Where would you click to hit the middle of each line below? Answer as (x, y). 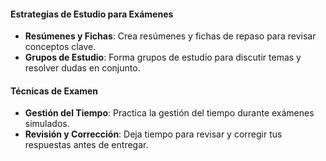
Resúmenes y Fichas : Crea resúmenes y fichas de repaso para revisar (170, 36)
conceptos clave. (60, 47)
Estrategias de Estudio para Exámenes (92, 14)
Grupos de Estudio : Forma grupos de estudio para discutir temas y (163, 57)
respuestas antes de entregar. (86, 145)
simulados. (47, 124)
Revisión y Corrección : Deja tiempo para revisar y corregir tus (153, 134)
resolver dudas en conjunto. (82, 68)
